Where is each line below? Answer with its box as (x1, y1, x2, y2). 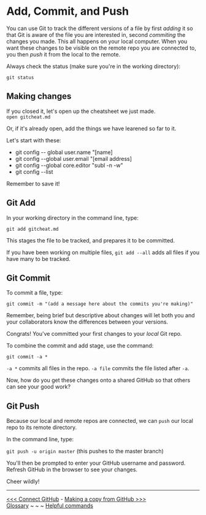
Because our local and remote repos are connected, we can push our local (6, 417, 194, 425)
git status (6, 74, 34, 80)
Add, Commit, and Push (6, 4, 129, 18)
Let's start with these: (6, 136, 61, 144)
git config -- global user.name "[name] (15, 149, 113, 156)
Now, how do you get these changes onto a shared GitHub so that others (6, 376, 191, 384)
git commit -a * (6, 354, 48, 360)
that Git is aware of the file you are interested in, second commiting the (6, 31, 186, 38)
